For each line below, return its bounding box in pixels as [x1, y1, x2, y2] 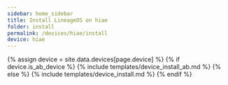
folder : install [7, 23, 55, 30]
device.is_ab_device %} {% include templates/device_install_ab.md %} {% [7, 63, 222, 71]
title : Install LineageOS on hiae [7, 17, 108, 24]
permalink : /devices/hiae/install [7, 29, 108, 37]
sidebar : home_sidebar [7, 10, 73, 17]
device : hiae [7, 36, 45, 43]
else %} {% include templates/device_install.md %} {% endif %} [7, 70, 192, 79]
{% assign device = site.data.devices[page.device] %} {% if [7, 55, 180, 63]
